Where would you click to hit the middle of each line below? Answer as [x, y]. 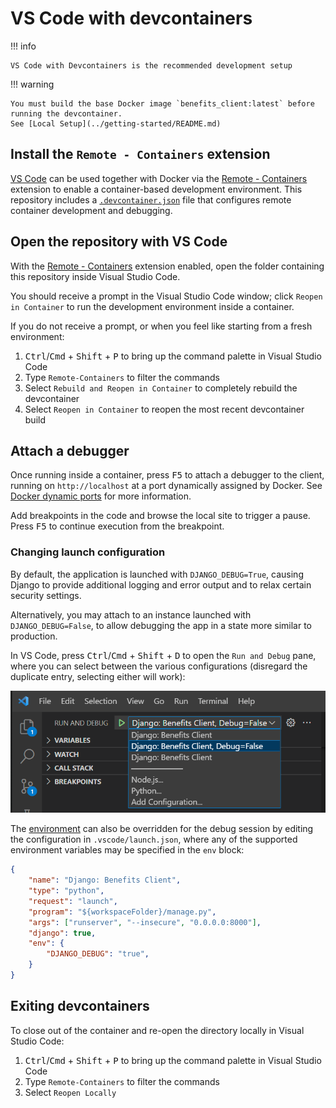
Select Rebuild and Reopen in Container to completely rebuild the [161, 388]
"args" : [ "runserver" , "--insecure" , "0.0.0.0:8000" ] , [145, 922]
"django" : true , [62, 933]
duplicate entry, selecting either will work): [98, 676]
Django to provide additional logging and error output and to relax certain [161, 584]
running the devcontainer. [66, 113]
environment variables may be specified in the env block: [127, 850]
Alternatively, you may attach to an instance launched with [131, 614]
